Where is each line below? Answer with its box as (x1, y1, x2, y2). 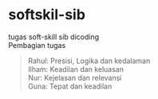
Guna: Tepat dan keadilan (27, 81, 113, 91)
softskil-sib (8, 6, 86, 24)
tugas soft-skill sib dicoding (8, 32, 100, 42)
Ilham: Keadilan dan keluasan (27, 64, 124, 73)
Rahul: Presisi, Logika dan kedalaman (27, 56, 151, 65)
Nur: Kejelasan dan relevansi (27, 73, 122, 82)
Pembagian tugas (8, 40, 66, 49)
